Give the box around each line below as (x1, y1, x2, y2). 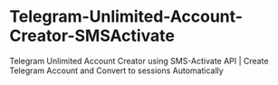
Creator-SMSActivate (9, 25, 175, 46)
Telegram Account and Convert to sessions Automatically (9, 65, 224, 76)
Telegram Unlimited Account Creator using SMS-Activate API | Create (9, 55, 269, 66)
